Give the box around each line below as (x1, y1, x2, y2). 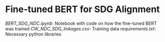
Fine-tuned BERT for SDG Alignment (5, 4, 160, 15)
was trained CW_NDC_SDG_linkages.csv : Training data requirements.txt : (5, 25, 156, 31)
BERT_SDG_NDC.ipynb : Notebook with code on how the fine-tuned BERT (5, 20, 157, 26)
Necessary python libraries (5, 31, 62, 37)
